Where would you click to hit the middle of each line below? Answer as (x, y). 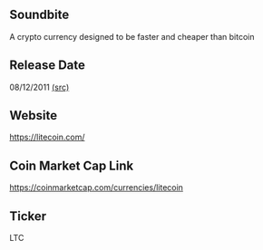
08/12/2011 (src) (39, 87)
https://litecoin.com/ (47, 137)
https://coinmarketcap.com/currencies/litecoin (97, 187)
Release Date (48, 66)
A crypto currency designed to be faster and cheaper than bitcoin (132, 36)
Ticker (28, 216)
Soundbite (39, 15)
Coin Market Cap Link (72, 165)
